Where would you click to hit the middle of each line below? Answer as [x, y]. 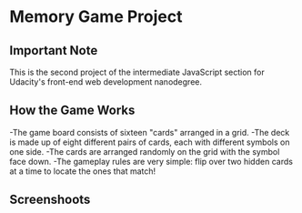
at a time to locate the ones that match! [83, 171]
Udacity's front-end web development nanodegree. [106, 82]
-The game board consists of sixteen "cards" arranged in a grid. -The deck [150, 132]
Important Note [54, 51]
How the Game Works [72, 111]
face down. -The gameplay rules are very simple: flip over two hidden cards [151, 161]
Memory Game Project [96, 17]
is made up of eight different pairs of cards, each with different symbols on [150, 142]
